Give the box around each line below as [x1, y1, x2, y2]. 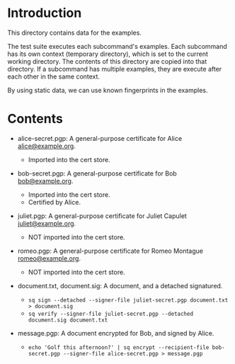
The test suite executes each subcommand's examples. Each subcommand [7, 42, 228, 50]
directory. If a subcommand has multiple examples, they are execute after [7, 64, 222, 73]
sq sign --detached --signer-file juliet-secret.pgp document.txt [28, 296, 229, 304]
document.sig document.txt [28, 317, 108, 324]
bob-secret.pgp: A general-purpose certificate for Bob [17, 169, 177, 178]
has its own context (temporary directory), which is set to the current [7, 50, 209, 58]
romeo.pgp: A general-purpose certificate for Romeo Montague [17, 246, 204, 255]
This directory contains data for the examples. [7, 28, 142, 37]
